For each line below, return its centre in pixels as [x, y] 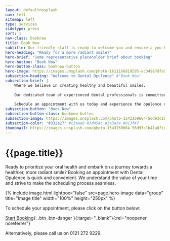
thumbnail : [17, 128]
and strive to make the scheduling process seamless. [61, 183]
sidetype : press [22, 29]
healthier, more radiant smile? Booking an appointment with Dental [74, 173]
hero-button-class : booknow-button [43, 66]
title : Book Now [22, 43]
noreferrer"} [18, 223]
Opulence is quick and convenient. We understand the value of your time [81, 178]
